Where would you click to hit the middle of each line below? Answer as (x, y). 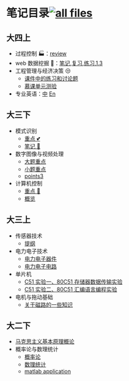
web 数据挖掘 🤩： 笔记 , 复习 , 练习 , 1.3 (59, 63)
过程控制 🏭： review (41, 54)
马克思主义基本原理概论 (45, 342)
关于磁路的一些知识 (49, 304)
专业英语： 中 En (35, 94)
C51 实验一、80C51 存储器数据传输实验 (73, 281)
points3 (34, 176)
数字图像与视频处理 (39, 154)
